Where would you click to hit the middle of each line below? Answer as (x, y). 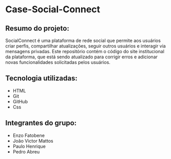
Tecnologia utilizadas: (42, 78)
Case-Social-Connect (53, 9)
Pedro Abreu (26, 151)
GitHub (20, 101)
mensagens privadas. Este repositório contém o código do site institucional (85, 51)
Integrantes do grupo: (41, 123)
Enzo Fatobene (29, 135)
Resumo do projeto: (37, 28)
